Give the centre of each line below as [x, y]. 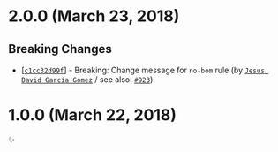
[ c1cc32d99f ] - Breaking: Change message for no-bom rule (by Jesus [143, 70]
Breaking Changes [60, 49]
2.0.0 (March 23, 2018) [94, 16]
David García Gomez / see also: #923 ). [88, 80]
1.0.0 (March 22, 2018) [93, 115]
